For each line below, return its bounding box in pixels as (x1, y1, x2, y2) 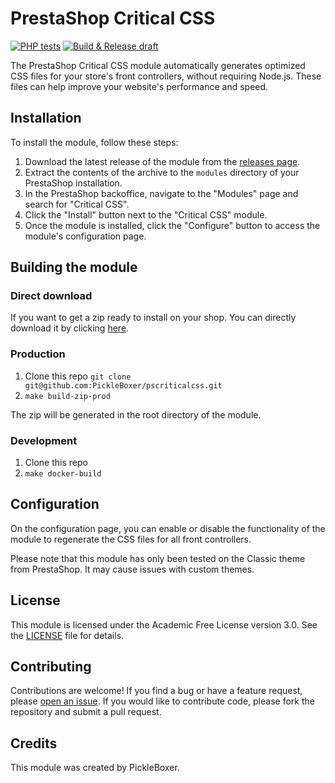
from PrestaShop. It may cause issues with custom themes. (10, 563, 255, 575)
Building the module (10, 259, 138, 276)
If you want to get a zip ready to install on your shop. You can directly (10, 312, 297, 324)
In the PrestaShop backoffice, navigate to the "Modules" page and (24, 187, 299, 199)
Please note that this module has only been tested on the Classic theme (10, 552, 306, 564)
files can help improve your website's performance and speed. (10, 80, 269, 92)
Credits (10, 735, 58, 752)
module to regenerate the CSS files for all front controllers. (10, 533, 252, 545)
